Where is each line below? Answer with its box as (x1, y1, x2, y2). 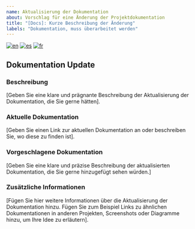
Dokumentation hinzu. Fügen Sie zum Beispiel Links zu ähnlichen (6, 203, 167, 210)
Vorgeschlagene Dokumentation (6, 148, 103, 157)
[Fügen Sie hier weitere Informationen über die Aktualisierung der (6, 196, 168, 204)
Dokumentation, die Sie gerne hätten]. (6, 98, 101, 105)
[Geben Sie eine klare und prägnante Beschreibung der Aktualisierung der (6, 91, 189, 98)
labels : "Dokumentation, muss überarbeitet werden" (6, 25, 138, 32)
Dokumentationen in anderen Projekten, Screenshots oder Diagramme (6, 209, 180, 217)
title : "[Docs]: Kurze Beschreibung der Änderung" (6, 20, 136, 26)
